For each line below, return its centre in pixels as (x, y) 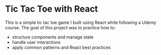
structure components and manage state (53, 37)
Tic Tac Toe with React (52, 9)
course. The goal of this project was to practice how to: (60, 27)
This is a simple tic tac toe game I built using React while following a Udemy (81, 22)
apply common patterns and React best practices (61, 47)
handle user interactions (36, 42)
